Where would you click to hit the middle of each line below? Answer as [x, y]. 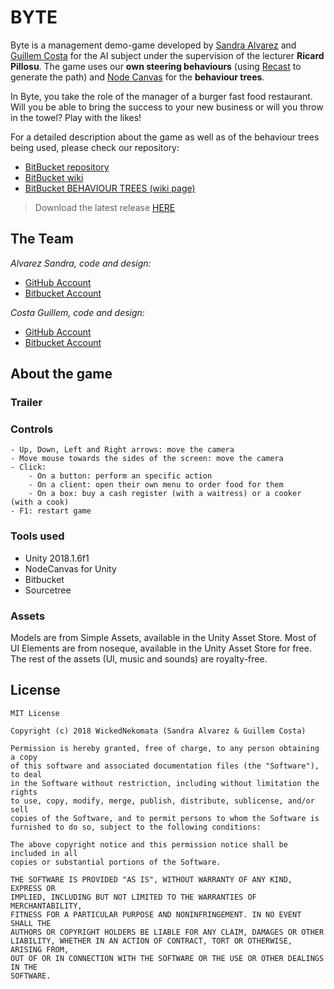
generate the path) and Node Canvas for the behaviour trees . [137, 77]
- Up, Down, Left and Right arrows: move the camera [122, 450]
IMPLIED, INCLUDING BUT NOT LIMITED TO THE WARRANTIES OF [133, 897]
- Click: [28, 467]
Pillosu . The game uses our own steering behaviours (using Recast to [156, 66]
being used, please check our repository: [95, 147]
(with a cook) [40, 502]
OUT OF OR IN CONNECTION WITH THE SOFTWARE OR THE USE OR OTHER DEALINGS [167, 958]
